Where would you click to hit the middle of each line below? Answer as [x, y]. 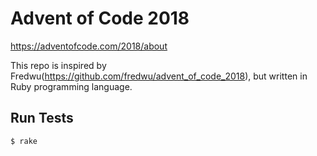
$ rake [24, 141]
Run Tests [42, 118]
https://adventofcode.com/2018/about [89, 46]
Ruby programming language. [71, 86]
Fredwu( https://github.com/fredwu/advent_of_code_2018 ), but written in [159, 76]
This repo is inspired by [58, 65]
